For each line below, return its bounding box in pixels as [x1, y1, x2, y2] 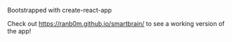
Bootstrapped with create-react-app [7, 6, 112, 14]
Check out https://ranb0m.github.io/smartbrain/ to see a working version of [7, 20, 225, 27]
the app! [7, 27, 32, 35]
